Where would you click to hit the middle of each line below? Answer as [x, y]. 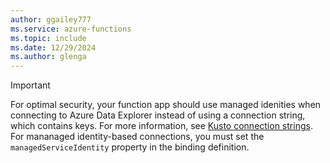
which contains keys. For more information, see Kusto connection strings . [161, 126]
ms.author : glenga [48, 57]
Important [30, 85]
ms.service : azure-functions [71, 29]
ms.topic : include [48, 38]
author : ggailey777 [51, 19]
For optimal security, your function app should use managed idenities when [166, 105]
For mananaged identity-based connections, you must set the [137, 137]
